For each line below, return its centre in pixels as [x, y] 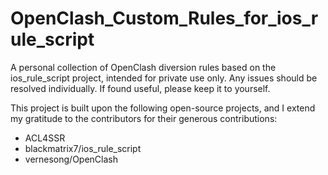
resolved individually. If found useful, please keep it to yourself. [140, 88]
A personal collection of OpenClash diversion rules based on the [143, 67]
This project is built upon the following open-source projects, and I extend [163, 108]
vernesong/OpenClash [71, 159]
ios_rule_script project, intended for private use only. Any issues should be [164, 78]
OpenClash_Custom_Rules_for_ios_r [164, 18]
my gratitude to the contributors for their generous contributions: [144, 118]
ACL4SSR [45, 138]
